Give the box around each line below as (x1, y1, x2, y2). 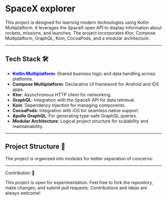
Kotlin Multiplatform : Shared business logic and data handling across (12, 70, 156, 76)
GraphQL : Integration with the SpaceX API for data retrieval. (12, 97, 135, 103)
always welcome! (5, 190, 41, 196)
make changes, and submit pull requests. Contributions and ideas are (5, 185, 148, 191)
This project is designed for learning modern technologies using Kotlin (5, 19, 149, 25)
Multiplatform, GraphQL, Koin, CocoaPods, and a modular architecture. (5, 35, 150, 41)
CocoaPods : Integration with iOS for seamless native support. (12, 107, 140, 113)
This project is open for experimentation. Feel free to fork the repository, (5, 179, 153, 185)
